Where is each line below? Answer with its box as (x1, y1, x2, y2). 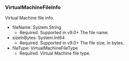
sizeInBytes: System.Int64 (12, 35, 65, 41)
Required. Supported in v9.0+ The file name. (19, 30, 109, 36)
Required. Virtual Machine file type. (19, 50, 91, 56)
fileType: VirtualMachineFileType (12, 45, 78, 51)
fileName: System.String (12, 24, 62, 30)
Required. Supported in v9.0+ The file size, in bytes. (19, 40, 125, 46)
